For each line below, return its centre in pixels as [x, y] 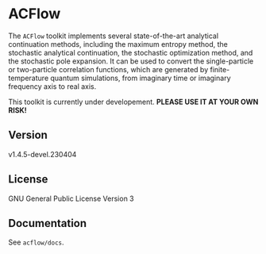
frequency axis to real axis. [52, 86]
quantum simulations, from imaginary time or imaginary [141, 78]
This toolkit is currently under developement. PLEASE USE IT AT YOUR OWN [133, 102]
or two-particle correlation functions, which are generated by [108, 69]
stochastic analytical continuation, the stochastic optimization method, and [131, 52]
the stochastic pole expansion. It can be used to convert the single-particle [131, 61]
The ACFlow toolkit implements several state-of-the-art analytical [114, 36]
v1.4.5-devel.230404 [42, 154]
